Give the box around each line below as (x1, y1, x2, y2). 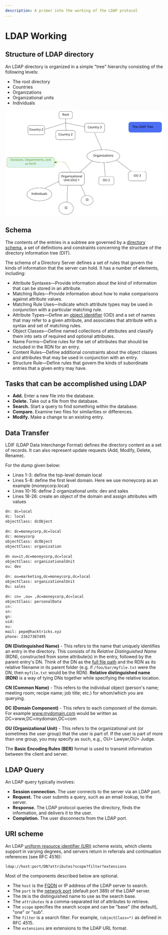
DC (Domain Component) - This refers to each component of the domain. (5, 705, 158, 711)
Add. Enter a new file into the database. (12, 393, 95, 399)
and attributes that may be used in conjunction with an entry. (12, 354, 138, 360)
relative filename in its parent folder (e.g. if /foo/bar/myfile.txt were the (5, 664, 156, 670)
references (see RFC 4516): (5, 853, 62, 859)
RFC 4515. (12, 919, 34, 925)
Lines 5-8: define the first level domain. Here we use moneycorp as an (12, 478, 158, 484)
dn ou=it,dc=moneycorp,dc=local (5, 554, 73, 559)
